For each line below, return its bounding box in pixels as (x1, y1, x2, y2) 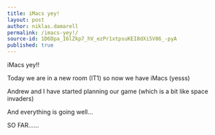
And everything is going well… (7, 108, 93, 116)
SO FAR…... (7, 121, 39, 129)
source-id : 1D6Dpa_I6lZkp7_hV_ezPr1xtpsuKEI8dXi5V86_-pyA (7, 36, 177, 42)
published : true (7, 42, 54, 49)
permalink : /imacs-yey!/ (7, 29, 79, 36)
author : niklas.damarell (7, 23, 79, 29)
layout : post (7, 16, 45, 23)
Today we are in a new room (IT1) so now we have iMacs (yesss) (7, 74, 191, 82)
